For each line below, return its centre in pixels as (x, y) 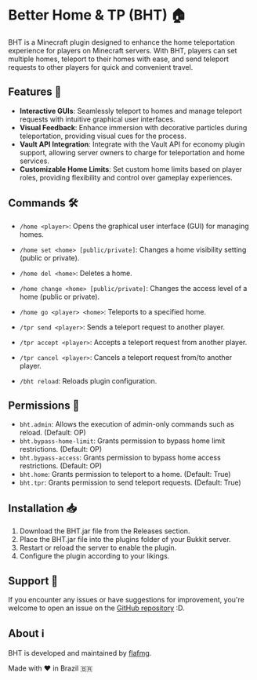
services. (34, 161)
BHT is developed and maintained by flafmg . (80, 653)
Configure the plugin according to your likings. (94, 556)
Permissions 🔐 (44, 405)
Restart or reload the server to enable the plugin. (98, 548)
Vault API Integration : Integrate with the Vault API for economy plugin (132, 144)
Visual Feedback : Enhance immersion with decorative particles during (133, 127)
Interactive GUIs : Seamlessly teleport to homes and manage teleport (130, 111)
